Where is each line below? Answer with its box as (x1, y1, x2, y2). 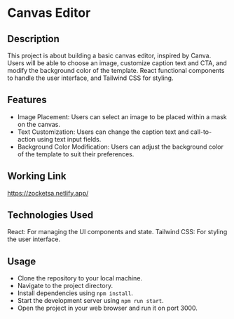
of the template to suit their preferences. (17, 149, 135, 158)
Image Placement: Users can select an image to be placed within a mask (17, 112, 227, 121)
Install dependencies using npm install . (17, 289, 133, 297)
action (17, 135, 36, 143)
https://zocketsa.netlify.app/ (7, 189, 89, 197)
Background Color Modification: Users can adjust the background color (17, 142, 224, 151)
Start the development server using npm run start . (17, 297, 165, 305)
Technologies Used (7, 209, 93, 222)
